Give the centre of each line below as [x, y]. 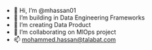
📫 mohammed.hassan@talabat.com [65, 40]
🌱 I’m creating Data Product [52, 25]
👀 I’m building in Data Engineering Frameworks [79, 18]
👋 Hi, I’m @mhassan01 [45, 10]
